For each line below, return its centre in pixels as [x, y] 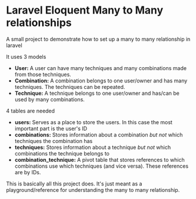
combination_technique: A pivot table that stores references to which [99, 160]
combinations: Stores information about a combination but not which [99, 135]
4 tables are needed [30, 111]
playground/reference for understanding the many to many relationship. [93, 190]
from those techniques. [43, 74]
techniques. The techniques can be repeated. [70, 87]
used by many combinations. [50, 99]
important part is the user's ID [51, 128]
